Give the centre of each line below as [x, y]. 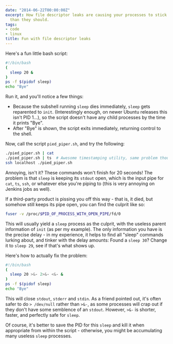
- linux [14, 34]
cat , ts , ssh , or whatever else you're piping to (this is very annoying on [80, 184]
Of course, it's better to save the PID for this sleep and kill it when [75, 325]
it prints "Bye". [28, 123]
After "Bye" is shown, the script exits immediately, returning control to [87, 129]
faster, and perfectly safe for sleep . [43, 315]
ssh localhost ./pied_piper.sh [39, 162]
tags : [11, 24]
